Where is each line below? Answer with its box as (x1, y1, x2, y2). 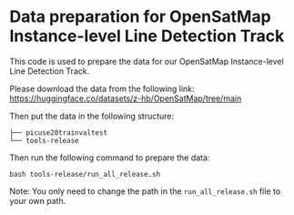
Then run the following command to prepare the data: (9, 152, 210, 163)
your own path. (9, 195, 66, 206)
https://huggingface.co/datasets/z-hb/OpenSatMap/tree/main (9, 93, 242, 104)
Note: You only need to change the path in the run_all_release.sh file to (9, 185, 281, 197)
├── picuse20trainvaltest (9, 128, 107, 138)
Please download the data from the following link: (9, 83, 195, 94)
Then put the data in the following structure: (9, 110, 175, 121)
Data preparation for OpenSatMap (9, 6, 271, 27)
